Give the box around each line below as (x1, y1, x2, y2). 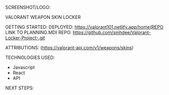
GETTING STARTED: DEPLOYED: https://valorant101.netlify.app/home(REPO (5, 24, 164, 30)
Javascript (12, 65, 35, 70)
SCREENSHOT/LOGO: (5, 5, 51, 10)
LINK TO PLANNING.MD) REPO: (5, 29, 72, 35)
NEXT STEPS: (5, 85, 34, 91)
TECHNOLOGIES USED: (5, 54, 55, 60)
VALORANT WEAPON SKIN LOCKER (5, 14, 81, 20)
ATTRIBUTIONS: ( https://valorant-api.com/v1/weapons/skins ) (5, 45, 134, 50)
